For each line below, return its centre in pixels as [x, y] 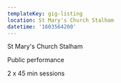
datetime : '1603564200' [42, 27]
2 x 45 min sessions [36, 73]
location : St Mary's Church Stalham [60, 20]
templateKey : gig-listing [45, 14]
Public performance [36, 60]
